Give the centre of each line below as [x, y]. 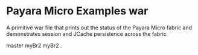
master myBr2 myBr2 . [34, 45]
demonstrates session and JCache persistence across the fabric [87, 33]
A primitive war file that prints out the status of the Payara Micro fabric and [99, 27]
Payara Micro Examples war [77, 11]
